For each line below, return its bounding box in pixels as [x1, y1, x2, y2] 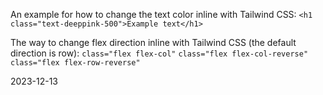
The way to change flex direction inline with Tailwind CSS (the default [10, 37, 297, 48]
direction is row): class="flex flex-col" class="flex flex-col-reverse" [10, 47, 309, 59]
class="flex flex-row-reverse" [10, 58, 141, 68]
